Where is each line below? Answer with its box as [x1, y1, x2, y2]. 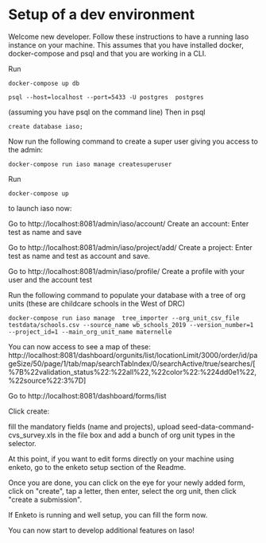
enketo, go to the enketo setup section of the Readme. [8, 462, 187, 472]
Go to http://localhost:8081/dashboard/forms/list [8, 391, 167, 400]
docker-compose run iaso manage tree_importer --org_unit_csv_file [8, 314, 240, 322]
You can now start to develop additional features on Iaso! [8, 526, 195, 535]
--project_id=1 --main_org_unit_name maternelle [8, 328, 172, 336]
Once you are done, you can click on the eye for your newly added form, [8, 478, 245, 487]
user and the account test [8, 275, 93, 284]
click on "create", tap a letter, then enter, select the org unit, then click [8, 486, 237, 495]
